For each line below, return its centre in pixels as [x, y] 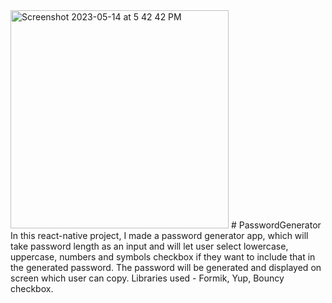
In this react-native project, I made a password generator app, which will [159, 235]
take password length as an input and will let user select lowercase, [149, 246]
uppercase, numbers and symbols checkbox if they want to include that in [163, 257]
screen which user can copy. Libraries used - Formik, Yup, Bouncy [147, 278]
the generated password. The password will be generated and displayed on [166, 267]
